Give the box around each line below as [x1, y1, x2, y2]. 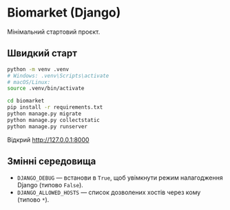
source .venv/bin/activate [7, 85, 85, 92]
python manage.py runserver [7, 123, 88, 130]
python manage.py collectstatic [7, 116, 100, 123]
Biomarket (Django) [7, 5, 121, 21]
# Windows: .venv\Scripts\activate [7, 72, 109, 79]
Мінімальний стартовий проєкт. [7, 28, 101, 36]
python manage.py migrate [7, 110, 81, 117]
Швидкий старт [7, 48, 78, 59]
